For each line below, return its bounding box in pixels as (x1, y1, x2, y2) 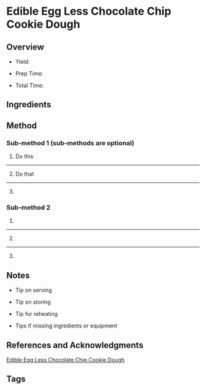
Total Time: (15, 82, 44, 89)
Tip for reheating (15, 310, 58, 318)
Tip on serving (15, 286, 52, 294)
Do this (15, 153, 34, 160)
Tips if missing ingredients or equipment (15, 322, 118, 329)
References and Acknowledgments (6, 340, 144, 350)
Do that (15, 170, 34, 178)
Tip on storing (15, 299, 51, 306)
